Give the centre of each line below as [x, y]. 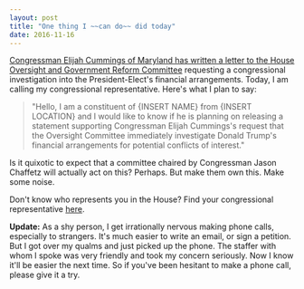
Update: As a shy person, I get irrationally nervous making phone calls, [142, 226]
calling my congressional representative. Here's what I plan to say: [133, 89]
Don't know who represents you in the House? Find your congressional [142, 199]
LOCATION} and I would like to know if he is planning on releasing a [157, 116]
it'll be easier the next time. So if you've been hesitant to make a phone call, [150, 265]
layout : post [34, 18]
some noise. [32, 182]
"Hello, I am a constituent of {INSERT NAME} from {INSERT [142, 107]
